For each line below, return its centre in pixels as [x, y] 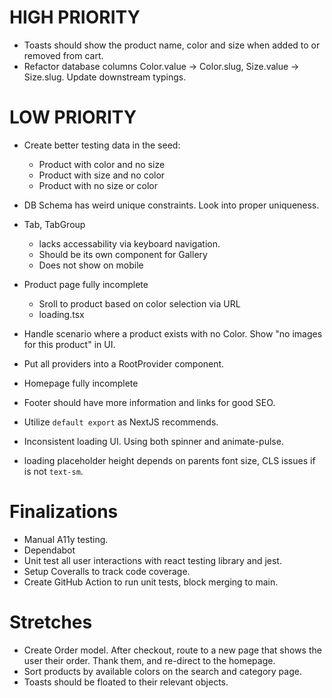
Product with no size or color [98, 185]
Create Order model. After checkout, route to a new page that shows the [172, 650]
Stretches [51, 622]
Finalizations [64, 512]
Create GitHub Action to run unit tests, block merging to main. [151, 582]
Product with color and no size [102, 164]
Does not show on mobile [91, 265]
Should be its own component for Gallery [123, 254]
